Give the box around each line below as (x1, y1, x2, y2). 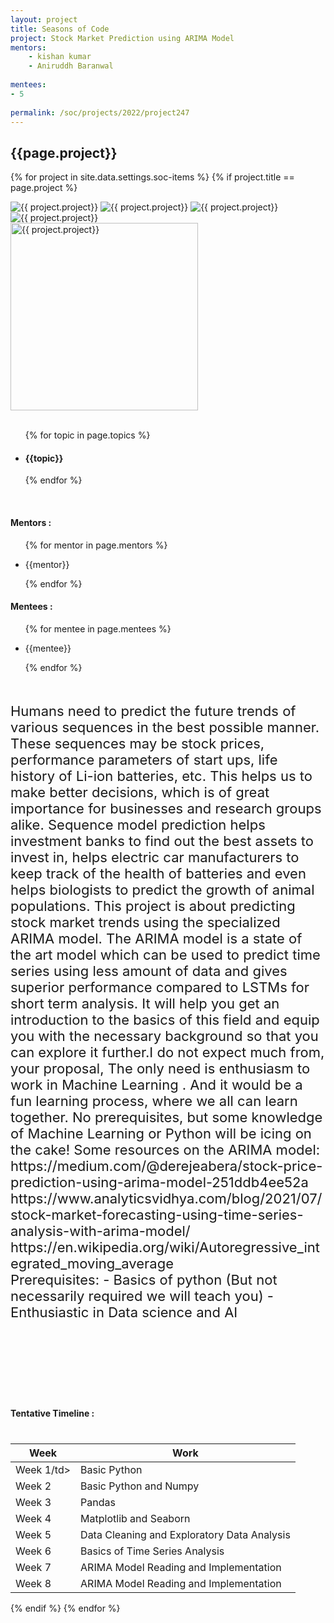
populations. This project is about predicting (10, 897, 296, 915)
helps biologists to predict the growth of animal (10, 881, 315, 898)
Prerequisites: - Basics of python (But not (10, 1271, 278, 1288)
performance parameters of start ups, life (10, 751, 278, 768)
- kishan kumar (28, 52, 92, 62)
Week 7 (15, 1560, 52, 1574)
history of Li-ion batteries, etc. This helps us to (10, 767, 313, 785)
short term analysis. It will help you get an (10, 994, 280, 1012)
